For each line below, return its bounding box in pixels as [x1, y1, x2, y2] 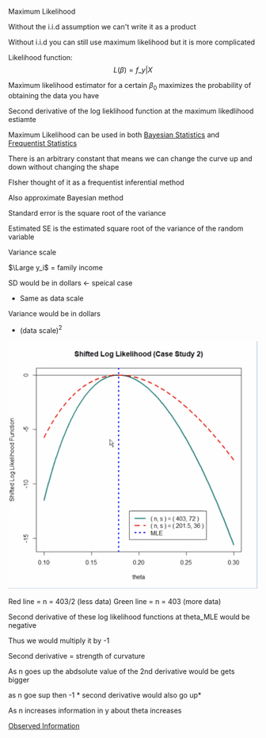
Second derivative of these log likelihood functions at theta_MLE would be [8, 612, 251, 621]
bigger [8, 675, 30, 685]
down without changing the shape [8, 162, 120, 171]
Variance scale [8, 247, 57, 257]
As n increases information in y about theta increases [8, 705, 182, 716]
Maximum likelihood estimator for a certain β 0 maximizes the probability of [8, 81, 252, 92]
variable [8, 231, 35, 241]
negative [8, 621, 37, 630]
